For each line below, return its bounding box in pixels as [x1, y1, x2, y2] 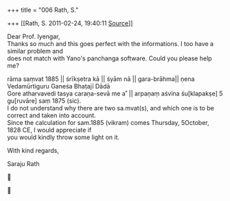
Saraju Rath [7, 160, 40, 167]
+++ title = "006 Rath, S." [7, 6, 79, 14]
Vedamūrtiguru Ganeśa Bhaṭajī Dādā [7, 82, 111, 90]
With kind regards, [7, 147, 60, 154]
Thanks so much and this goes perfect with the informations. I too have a [7, 40, 214, 47]
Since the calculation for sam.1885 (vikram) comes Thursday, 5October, [7, 119, 209, 126]
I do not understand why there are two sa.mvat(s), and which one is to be [7, 104, 214, 112]
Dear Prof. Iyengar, [7, 32, 60, 40]
